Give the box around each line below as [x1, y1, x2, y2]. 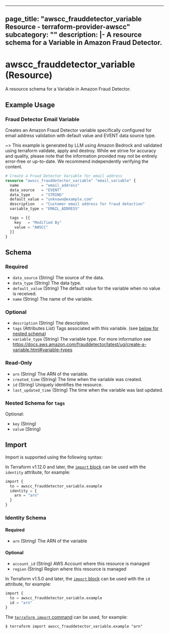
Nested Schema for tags [5, 399, 65, 406]
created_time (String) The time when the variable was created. [12, 376, 142, 382]
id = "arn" [10, 600, 33, 605]
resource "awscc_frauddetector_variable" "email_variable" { [5, 178, 136, 183]
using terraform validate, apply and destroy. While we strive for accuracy [5, 148, 156, 154]
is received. [12, 291, 37, 297]
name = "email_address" [10, 182, 80, 188]
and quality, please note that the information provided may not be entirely [5, 153, 157, 159]
